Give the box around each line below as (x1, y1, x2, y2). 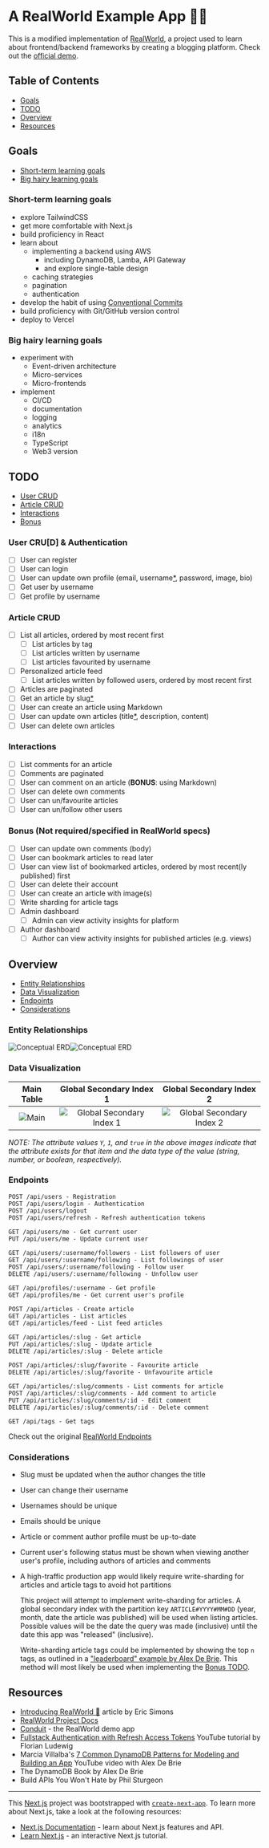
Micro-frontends (31, 379, 86, 388)
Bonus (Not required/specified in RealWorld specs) (8, 826, 211, 837)
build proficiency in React (19, 229, 105, 239)
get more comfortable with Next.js (19, 221, 134, 230)
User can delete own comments (19, 786, 126, 797)
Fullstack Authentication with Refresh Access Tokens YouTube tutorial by (19, 1732, 261, 1742)
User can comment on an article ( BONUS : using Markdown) (19, 778, 218, 787)
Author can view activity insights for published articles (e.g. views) (31, 934, 252, 944)
